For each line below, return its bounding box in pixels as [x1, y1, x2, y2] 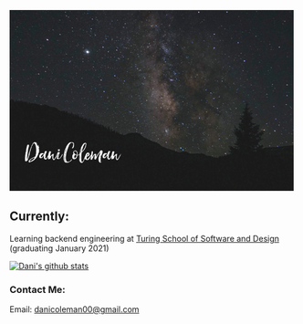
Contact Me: [9, 283, 66, 296]
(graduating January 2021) [9, 243, 110, 254]
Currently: [9, 209, 70, 225]
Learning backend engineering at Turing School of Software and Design [9, 233, 280, 244]
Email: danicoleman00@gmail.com [9, 304, 140, 315]
